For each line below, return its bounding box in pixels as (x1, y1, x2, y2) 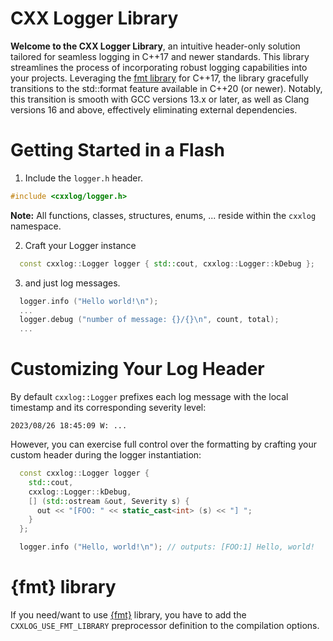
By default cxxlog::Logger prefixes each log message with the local (10, 391, 289, 403)
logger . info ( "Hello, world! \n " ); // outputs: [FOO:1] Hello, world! (19, 542, 315, 552)
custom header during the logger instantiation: (10, 449, 202, 461)
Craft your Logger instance (24, 239, 137, 251)
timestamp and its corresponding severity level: (10, 402, 207, 414)
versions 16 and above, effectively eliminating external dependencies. (10, 103, 298, 116)
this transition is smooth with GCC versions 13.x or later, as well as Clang (10, 93, 310, 105)
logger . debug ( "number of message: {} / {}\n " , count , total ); (19, 315, 280, 325)
